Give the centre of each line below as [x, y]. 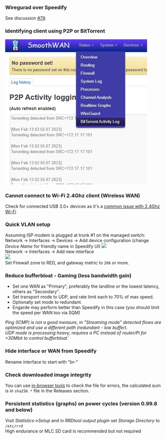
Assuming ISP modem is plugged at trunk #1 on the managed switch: [75, 235]
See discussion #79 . [26, 18]
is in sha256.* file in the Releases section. [47, 391]
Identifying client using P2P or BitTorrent [55, 31]
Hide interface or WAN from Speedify [51, 351]
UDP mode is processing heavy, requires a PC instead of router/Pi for [76, 333]
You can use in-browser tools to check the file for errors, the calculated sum [83, 385]
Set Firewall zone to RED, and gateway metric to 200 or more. [67, 263]
